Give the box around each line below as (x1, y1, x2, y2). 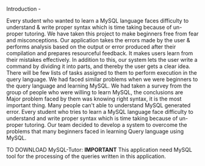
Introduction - (6, 6, 41, 12)
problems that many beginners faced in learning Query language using (6, 128, 184, 135)
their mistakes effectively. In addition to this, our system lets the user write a (6, 56, 198, 63)
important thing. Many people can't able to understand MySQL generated (6, 102, 191, 109)
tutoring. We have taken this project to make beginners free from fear (24, 30, 199, 37)
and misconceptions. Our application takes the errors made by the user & (6, 37, 190, 43)
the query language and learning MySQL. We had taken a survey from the (6, 82, 192, 89)
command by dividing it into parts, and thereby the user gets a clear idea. (6, 62, 191, 70)
